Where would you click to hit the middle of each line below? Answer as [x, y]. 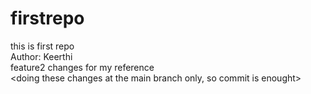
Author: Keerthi [41, 56]
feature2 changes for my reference [82, 67]
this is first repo [42, 46]
